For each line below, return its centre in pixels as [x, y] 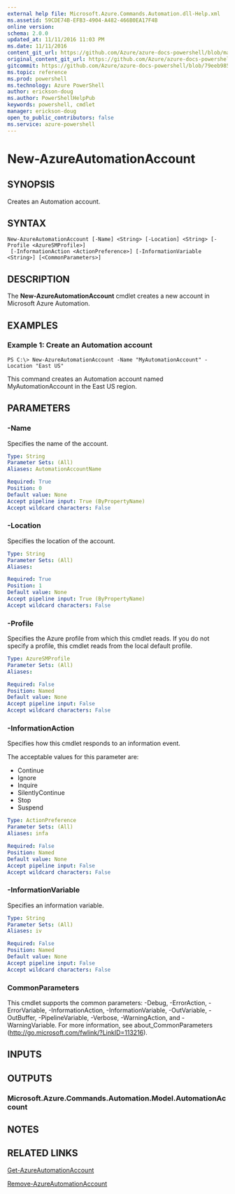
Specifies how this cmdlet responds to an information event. [94, 743]
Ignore [27, 778]
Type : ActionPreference [42, 821]
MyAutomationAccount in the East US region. [72, 386]
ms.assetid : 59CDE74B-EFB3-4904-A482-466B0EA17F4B [83, 20]
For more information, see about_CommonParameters [136, 1025]
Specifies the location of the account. [61, 541]
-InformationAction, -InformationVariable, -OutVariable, [128, 1010]
